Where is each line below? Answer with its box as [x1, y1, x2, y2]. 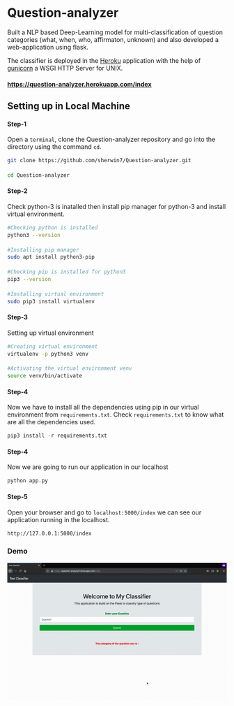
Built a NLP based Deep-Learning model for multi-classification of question [7, 28, 223, 36]
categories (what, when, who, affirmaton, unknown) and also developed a [7, 35, 219, 43]
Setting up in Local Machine [7, 100, 131, 112]
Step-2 [7, 187, 28, 195]
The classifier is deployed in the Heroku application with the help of [7, 56, 201, 64]
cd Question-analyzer [7, 171, 70, 179]
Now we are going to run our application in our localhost [7, 463, 169, 471]
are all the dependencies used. [7, 418, 96, 426]
